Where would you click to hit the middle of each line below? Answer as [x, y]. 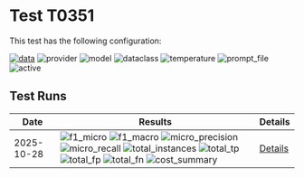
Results [155, 121]
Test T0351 [52, 16]
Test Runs [38, 96]
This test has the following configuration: [85, 41]
